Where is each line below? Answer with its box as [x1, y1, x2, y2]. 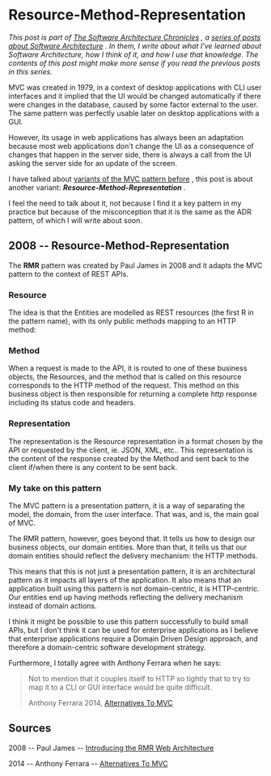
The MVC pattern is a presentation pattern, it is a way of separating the [8, 500, 245, 511]
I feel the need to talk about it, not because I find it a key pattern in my [8, 198, 242, 208]
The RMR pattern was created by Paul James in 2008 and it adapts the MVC [8, 261, 263, 270]
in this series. [8, 66, 53, 76]
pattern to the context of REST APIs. [8, 269, 129, 278]
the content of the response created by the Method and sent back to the [8, 453, 249, 463]
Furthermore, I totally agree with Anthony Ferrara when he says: [8, 658, 222, 668]
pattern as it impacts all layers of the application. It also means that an [8, 575, 242, 584]
